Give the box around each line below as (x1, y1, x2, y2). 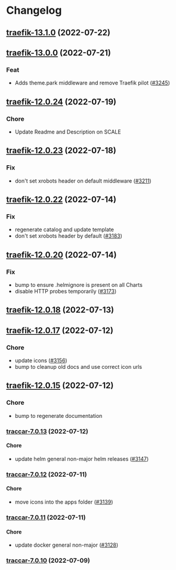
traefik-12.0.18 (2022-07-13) (6, 305, 115, 315)
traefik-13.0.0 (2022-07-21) (6, 47, 112, 57)
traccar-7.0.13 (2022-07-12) (6, 427, 88, 435)
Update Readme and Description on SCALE (14, 128, 121, 135)
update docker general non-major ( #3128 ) (14, 541, 119, 548)
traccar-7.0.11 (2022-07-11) (6, 513, 86, 522)
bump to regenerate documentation (14, 412, 103, 419)
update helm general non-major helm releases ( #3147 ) (14, 455, 149, 462)
